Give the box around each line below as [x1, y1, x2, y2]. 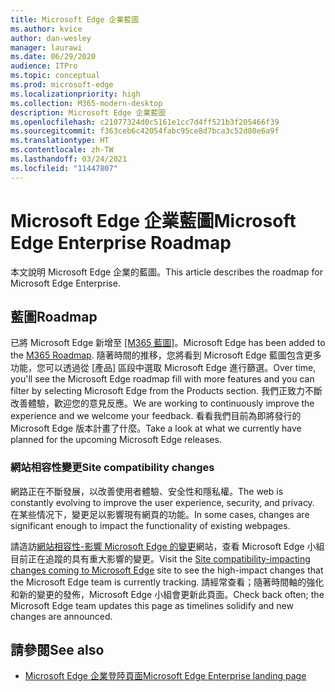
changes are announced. [10, 610, 113, 622]
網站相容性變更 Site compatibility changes [10, 461, 215, 475]
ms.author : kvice [10, 24, 83, 34]
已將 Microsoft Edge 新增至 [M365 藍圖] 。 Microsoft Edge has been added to [10, 337, 326, 349]
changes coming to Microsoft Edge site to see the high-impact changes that [10, 564, 324, 576]
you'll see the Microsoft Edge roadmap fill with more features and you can [10, 373, 315, 385]
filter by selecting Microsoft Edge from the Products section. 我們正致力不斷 [10, 385, 323, 397]
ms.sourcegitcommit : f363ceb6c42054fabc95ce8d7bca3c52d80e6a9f [10, 126, 280, 136]
